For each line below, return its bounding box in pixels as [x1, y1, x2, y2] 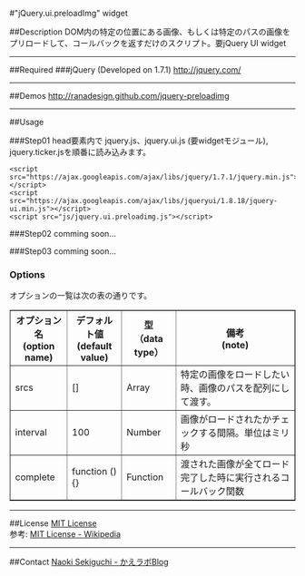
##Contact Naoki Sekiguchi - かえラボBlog [9, 557, 170, 568]
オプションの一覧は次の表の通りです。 [9, 290, 152, 301]
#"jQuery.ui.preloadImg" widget [9, 8, 129, 18]
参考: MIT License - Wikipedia [9, 529, 121, 540]
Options [9, 268, 45, 280]
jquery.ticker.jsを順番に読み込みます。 [9, 147, 152, 157]
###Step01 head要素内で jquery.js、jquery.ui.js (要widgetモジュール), [9, 135, 269, 146]
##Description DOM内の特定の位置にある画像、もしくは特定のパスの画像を [9, 26, 290, 37]
